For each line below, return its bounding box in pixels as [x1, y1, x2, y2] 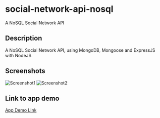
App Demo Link [5, 107, 37, 113]
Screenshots [5, 67, 46, 75]
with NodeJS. [5, 52, 33, 58]
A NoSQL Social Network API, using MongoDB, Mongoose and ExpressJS [5, 47, 156, 53]
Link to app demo [5, 94, 59, 102]
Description [5, 34, 42, 42]
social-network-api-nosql [5, 3, 114, 15]
